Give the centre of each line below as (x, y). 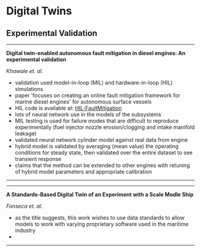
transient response (38, 159)
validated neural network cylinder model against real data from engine (101, 140)
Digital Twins (39, 11)
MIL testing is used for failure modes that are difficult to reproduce (97, 121)
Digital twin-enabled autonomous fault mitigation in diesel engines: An (96, 53)
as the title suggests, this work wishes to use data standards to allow (100, 218)
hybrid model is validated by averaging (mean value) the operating (97, 146)
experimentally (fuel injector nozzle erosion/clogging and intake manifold (105, 127)
